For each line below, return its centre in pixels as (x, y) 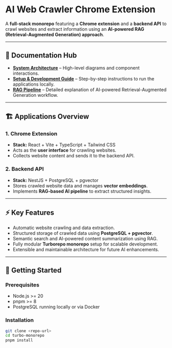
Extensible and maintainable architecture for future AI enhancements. (86, 249)
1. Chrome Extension (31, 134)
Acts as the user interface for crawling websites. (64, 150)
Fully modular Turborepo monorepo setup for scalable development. (85, 244)
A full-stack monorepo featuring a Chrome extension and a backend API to (86, 24)
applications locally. (34, 84)
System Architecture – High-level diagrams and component (76, 68)
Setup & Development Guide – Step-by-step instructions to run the (83, 78)
